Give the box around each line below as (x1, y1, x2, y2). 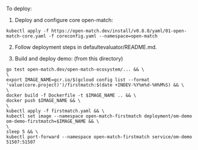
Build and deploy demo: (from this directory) (14, 55, 123, 62)
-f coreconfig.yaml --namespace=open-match (48, 33, 158, 39)
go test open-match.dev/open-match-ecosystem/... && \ (6, 66, 145, 72)
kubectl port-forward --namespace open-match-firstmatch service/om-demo (6, 134, 193, 140)
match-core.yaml (6, 33, 46, 39)
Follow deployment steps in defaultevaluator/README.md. (14, 44, 157, 50)
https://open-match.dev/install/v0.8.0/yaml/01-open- (51, 28, 187, 34)
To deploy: (6, 5, 32, 12)
